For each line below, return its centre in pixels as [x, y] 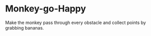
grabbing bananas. [24, 27]
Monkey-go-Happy [46, 9]
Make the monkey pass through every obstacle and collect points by [75, 22]
